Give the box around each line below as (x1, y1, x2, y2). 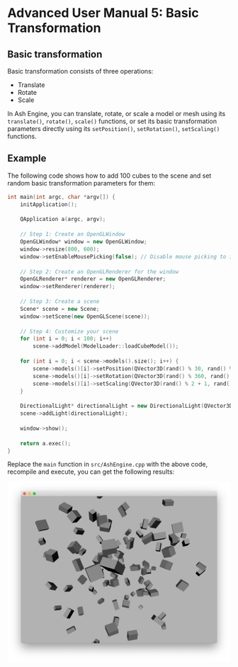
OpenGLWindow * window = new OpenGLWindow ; (20, 239, 147, 246)
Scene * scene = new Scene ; (20, 305, 100, 312)
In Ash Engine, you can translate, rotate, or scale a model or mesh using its (7, 110, 226, 118)
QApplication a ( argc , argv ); (20, 216, 106, 223)
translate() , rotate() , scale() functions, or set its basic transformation (7, 117, 217, 125)
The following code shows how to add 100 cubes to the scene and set (7, 171, 212, 180)
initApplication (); (20, 200, 78, 208)
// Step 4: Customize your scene (20, 328, 119, 335)
